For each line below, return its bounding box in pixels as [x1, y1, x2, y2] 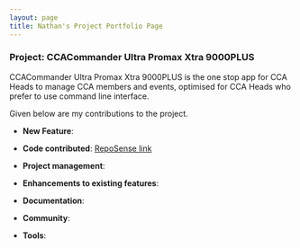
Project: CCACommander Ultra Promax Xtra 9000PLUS [9, 51, 255, 64]
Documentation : [22, 195, 85, 206]
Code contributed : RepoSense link [22, 143, 152, 154]
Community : [22, 212, 70, 223]
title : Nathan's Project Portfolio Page [9, 22, 164, 31]
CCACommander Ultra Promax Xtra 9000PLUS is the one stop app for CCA [9, 71, 288, 82]
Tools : [22, 230, 47, 241]
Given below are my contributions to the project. [9, 108, 189, 119]
